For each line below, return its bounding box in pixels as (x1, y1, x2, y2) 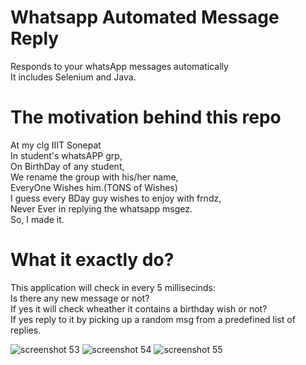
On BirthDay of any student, (10, 160, 125, 172)
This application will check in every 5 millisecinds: (10, 281, 216, 293)
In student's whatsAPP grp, (10, 149, 123, 161)
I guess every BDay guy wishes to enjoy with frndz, (10, 192, 222, 204)
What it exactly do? (10, 249, 175, 271)
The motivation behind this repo (10, 106, 282, 129)
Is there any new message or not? (10, 292, 150, 304)
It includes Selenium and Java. (10, 71, 137, 83)
